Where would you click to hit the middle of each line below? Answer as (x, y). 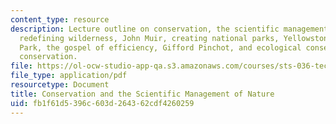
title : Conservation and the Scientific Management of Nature (142, 94)
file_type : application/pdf (69, 76)
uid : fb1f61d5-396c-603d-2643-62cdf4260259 (102, 103)
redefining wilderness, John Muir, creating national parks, (149, 38)
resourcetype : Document (60, 85)
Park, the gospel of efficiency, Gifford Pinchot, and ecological (160, 47)
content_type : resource (60, 19)
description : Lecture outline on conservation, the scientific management (169, 29)
